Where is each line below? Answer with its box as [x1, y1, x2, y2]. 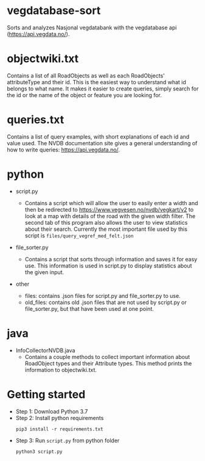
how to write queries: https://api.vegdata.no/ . [7, 146, 120, 153]
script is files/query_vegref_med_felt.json [24, 231, 134, 239]
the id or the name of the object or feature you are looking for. [7, 91, 162, 98]
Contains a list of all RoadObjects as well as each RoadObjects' [7, 71, 165, 79]
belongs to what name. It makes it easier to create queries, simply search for [7, 85, 199, 92]
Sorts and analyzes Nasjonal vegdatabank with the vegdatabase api [7, 24, 177, 31]
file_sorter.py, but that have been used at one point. [24, 305, 154, 312]
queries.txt [7, 113, 64, 127]
